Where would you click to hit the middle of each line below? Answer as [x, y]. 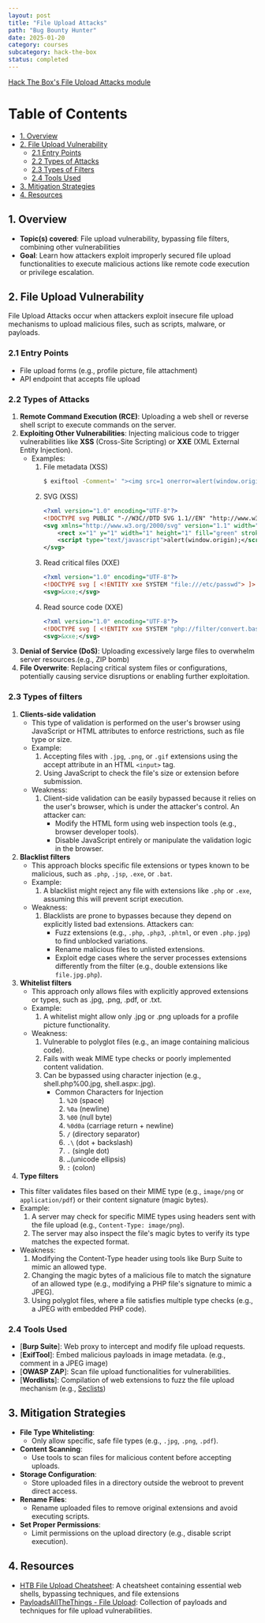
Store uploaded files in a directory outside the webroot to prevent [138, 1482]
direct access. [54, 1491]
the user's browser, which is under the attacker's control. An [141, 806]
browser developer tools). [97, 831]
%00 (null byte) [90, 1117]
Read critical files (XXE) [82, 563]
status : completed [38, 60]
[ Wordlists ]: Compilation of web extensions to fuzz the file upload [127, 1380]
